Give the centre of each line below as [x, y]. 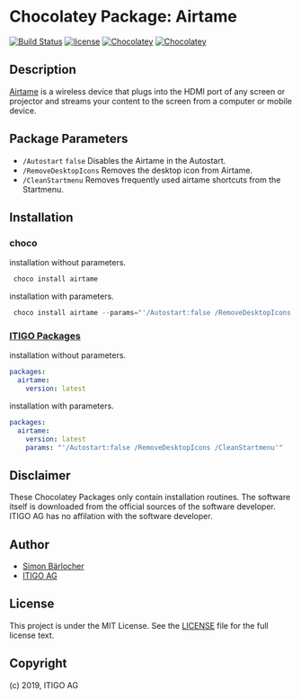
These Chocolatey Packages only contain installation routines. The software [150, 497]
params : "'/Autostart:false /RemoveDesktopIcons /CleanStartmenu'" [154, 447]
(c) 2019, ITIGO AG [44, 685]
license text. [32, 635]
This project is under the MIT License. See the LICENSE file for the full [139, 625]
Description [43, 70]
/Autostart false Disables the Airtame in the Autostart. [124, 160]
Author [29, 545]
